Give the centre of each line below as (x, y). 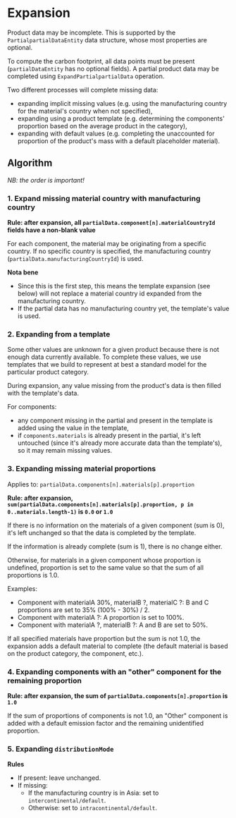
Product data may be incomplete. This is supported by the (92, 32)
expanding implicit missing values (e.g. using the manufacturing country (122, 103)
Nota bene (23, 272)
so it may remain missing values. (65, 451)
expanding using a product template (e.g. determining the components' (121, 118)
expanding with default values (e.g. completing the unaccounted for (116, 133)
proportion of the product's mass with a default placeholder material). (119, 141)
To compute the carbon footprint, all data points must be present (101, 61)
